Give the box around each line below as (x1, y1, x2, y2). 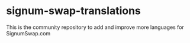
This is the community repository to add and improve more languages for (6, 24, 185, 31)
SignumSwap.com (6, 29, 51, 37)
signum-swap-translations (6, 4, 141, 18)
